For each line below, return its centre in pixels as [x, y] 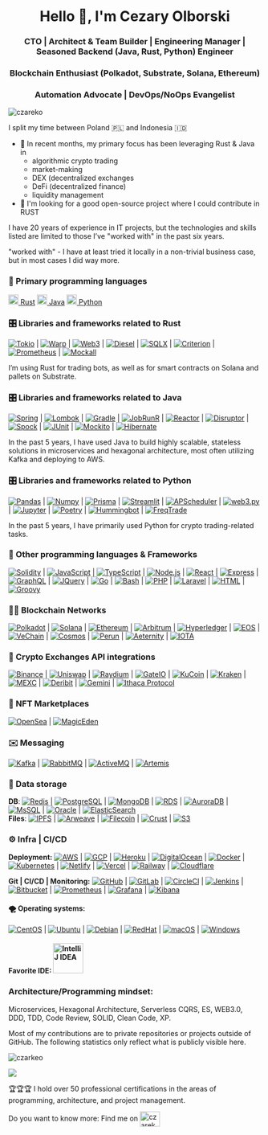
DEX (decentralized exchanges [83, 178]
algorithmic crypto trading [75, 161]
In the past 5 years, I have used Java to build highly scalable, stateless [125, 442]
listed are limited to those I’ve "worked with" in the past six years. [116, 236]
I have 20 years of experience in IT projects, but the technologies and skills [132, 227]
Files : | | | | [90, 818]
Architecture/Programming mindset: [81, 992]
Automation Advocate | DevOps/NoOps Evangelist [135, 94]
